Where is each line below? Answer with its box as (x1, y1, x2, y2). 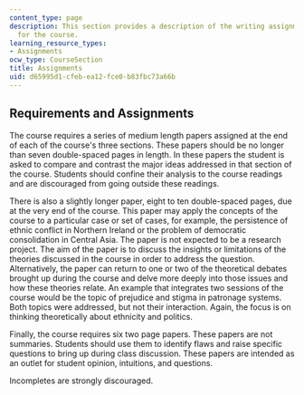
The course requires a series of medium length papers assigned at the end (9, 130, 288, 140)
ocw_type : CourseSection (9, 55, 103, 64)
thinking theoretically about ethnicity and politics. (9, 311, 193, 322)
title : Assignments (9, 64, 83, 73)
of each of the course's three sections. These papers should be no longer (9, 140, 285, 150)
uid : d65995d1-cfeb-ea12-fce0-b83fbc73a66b (9, 72, 176, 82)
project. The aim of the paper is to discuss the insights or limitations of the (9, 244, 287, 255)
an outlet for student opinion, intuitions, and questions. (9, 357, 214, 368)
